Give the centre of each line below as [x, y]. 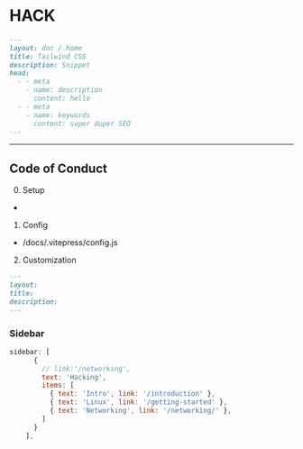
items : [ [58, 385]
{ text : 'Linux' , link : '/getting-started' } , [138, 402]
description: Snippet [50, 65]
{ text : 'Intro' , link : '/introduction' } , [133, 394]
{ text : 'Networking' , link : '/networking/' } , [140, 411]
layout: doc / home [46, 48]
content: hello [62, 99]
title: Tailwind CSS [48, 56]
